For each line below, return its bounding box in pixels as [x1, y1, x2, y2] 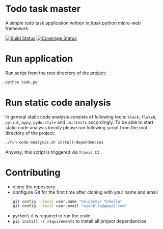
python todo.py [5, 79, 38, 84]
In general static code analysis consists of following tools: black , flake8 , [5, 113, 157, 120]
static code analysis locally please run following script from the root [5, 124, 148, 130]
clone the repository [12, 184, 56, 190]
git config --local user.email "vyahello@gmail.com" [12, 204, 127, 209]
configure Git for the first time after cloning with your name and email [12, 189, 158, 195]
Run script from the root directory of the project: [5, 70, 106, 76]
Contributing [5, 166, 61, 178]
